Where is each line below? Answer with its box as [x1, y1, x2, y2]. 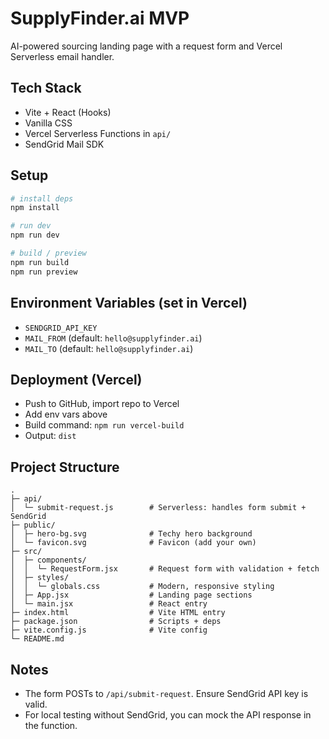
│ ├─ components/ [10, 555, 87, 566]
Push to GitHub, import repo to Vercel [24, 398, 180, 410]
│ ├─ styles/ [10, 573, 70, 583]
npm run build [10, 257, 70, 267]
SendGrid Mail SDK [24, 138, 105, 150]
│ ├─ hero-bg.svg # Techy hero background [10, 529, 253, 539]
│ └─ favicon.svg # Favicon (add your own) [10, 538, 257, 548]
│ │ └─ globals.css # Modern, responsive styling [10, 582, 275, 592]
